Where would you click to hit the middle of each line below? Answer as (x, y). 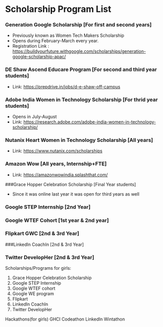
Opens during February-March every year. (55, 41)
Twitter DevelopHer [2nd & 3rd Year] (50, 257)
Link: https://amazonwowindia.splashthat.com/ (60, 175)
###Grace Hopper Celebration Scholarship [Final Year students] (71, 184)
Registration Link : (31, 46)
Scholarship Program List (58, 9)
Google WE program (33, 294)
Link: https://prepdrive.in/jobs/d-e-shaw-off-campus (66, 87)
